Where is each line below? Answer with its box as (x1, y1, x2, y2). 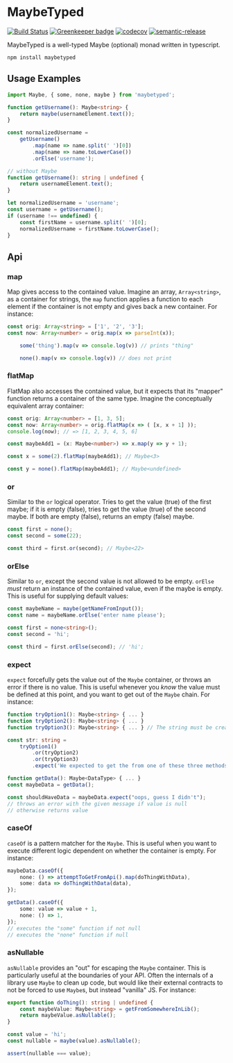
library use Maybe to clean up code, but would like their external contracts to (7, 978, 223, 987)
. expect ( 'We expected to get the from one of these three (32, 762, 203, 769)
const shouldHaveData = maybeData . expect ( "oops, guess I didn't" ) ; (7, 794, 207, 801)
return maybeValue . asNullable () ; (19, 1012, 116, 1019)
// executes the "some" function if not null (7, 925, 141, 932)
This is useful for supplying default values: (7, 592, 128, 601)
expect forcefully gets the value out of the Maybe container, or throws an (7, 676, 212, 684)
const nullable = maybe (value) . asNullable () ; (7, 1037, 141, 1045)
